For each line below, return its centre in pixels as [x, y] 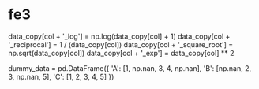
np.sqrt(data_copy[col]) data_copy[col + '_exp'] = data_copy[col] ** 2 [121, 53]
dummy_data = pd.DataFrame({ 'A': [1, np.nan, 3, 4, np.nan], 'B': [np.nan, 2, [129, 68]
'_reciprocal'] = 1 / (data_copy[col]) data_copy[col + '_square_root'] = [121, 44]
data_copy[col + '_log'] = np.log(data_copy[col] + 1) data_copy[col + [119, 36]
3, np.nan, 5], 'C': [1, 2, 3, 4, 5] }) [61, 76]
